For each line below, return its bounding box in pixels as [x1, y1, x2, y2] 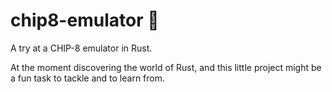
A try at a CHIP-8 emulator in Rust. [10, 42, 153, 54]
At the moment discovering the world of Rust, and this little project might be [10, 61, 322, 73]
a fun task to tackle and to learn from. [10, 72, 166, 84]
